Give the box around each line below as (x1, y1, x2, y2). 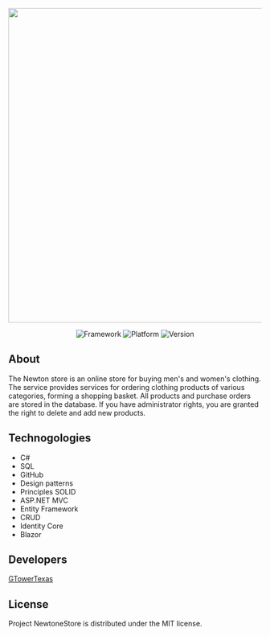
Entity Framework (19, 503, 79, 514)
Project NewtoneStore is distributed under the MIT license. (8, 619, 202, 629)
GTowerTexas (8, 574, 54, 584)
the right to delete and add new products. (8, 408, 146, 417)
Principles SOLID (19, 486, 76, 496)
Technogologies (8, 431, 92, 445)
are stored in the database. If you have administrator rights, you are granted (8, 399, 259, 409)
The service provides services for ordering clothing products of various (8, 382, 245, 392)
